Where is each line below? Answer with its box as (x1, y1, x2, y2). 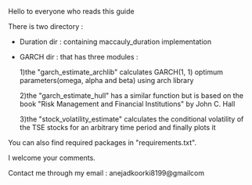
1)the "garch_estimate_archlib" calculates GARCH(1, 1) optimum (19, 67, 223, 77)
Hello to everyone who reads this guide (8, 7, 135, 16)
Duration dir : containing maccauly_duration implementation (19, 37, 212, 46)
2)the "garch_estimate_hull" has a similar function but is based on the (19, 91, 244, 100)
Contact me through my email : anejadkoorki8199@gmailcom (8, 169, 205, 177)
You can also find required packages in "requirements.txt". (8, 138, 197, 147)
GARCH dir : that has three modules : (19, 53, 139, 61)
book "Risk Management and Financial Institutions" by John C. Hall (19, 100, 236, 108)
